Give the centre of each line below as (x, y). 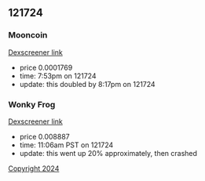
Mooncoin (28, 35)
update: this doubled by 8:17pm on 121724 (87, 84)
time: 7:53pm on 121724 (58, 76)
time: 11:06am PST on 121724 (66, 145)
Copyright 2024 (34, 168)
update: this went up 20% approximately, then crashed (108, 153)
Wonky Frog (32, 104)
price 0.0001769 (46, 67)
